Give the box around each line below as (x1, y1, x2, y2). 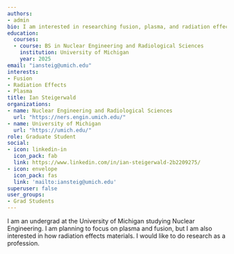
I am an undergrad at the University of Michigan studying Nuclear (7, 217, 195, 225)
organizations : (7, 101, 52, 108)
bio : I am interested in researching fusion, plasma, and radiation (7, 23, 210, 30)
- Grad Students (7, 198, 54, 205)
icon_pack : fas (13, 172, 58, 179)
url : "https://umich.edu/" (13, 127, 92, 134)
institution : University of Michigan (19, 49, 130, 56)
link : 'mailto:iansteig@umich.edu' (13, 178, 117, 185)
